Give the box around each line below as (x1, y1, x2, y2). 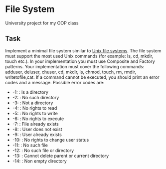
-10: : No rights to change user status (12, 137, 89, 143)
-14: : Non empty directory (12, 158, 67, 164)
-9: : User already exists (12, 131, 62, 138)
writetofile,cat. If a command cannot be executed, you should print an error (5, 74, 160, 80)
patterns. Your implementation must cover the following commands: (5, 63, 145, 69)
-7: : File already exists (12, 121, 59, 127)
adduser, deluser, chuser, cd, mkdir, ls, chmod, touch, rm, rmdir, (5, 69, 136, 75)
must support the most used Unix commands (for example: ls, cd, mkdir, (5, 53, 154, 59)
